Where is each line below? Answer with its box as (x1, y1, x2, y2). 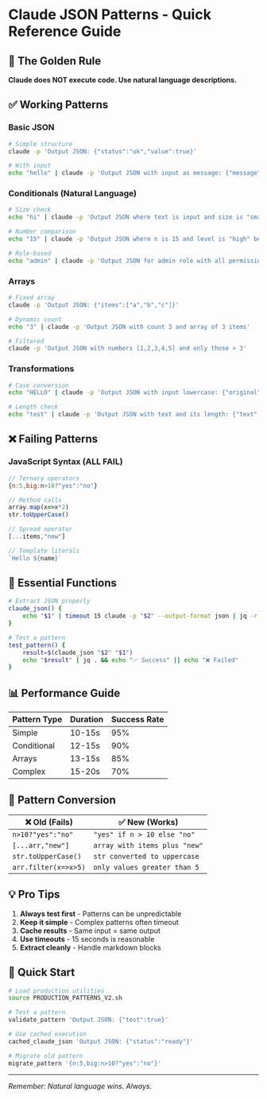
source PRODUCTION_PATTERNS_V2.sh (8, 994, 123, 1002)
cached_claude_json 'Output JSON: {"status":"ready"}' (8, 1037, 194, 1046)
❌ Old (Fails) (25, 816, 73, 827)
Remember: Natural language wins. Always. (8, 1081, 153, 1090)
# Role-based (8, 249, 52, 257)
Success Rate (110, 714, 164, 725)
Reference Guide (8, 22, 122, 41)
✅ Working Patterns (8, 98, 109, 112)
